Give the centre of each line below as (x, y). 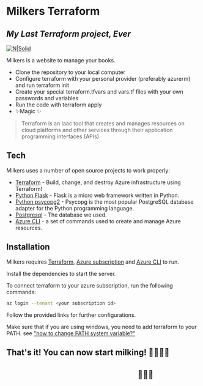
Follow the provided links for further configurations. (71, 315)
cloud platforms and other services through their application (97, 130)
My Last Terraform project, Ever (69, 34)
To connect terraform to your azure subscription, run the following (90, 285)
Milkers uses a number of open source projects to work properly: (88, 170)
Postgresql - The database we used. (61, 215)
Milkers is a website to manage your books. (61, 60)
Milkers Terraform (53, 11)
